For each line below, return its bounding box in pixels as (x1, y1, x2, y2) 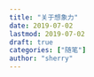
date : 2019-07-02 (9, 21, 74, 30)
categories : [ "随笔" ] (9, 46, 87, 55)
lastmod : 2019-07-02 (9, 29, 86, 38)
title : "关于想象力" (9, 12, 78, 22)
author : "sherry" (9, 54, 74, 63)
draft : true (9, 37, 53, 47)
